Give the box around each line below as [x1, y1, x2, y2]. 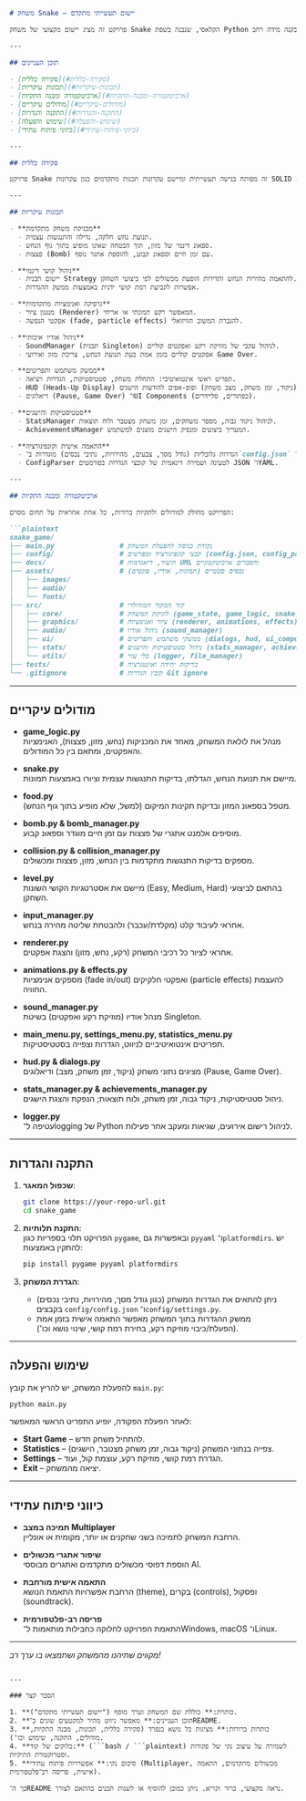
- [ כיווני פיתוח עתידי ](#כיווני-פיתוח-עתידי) [9, 125, 140, 134]
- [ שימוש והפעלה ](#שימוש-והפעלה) [9, 117, 121, 126]
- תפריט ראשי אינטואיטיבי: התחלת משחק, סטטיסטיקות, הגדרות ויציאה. [17, 375, 237, 384]
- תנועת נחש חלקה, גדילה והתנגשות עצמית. [17, 233, 153, 242]
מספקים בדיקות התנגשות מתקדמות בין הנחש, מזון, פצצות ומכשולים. [22, 855, 255, 866]
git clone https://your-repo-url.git [22, 1197, 167, 1207]
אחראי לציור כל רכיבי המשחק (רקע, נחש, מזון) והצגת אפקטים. [22, 947, 234, 957]
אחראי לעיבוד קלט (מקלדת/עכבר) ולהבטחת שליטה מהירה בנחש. [22, 919, 245, 930]
